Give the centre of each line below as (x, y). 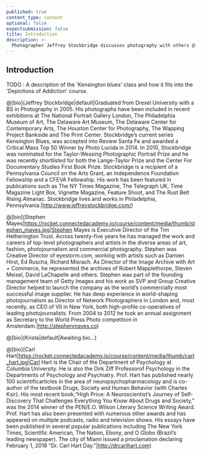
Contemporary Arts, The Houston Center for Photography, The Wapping (95, 128)
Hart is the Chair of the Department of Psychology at (106, 362)
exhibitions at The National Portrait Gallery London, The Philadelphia (91, 115)
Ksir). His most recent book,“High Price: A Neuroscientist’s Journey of (93, 394)
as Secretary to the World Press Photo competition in (72, 319)
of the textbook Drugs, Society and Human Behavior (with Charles (106, 387)
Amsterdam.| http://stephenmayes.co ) (53, 326)
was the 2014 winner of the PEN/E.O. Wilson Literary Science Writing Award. (101, 407)
